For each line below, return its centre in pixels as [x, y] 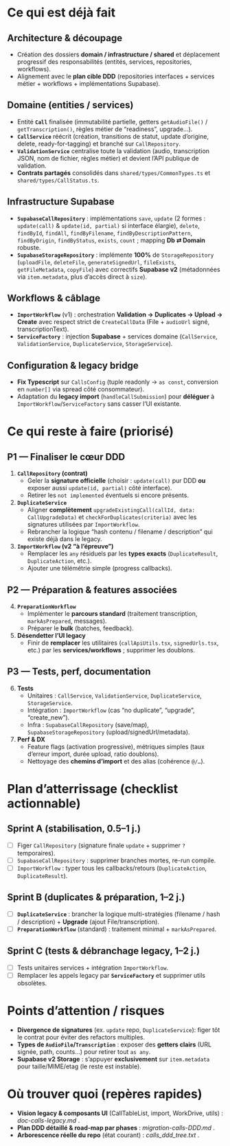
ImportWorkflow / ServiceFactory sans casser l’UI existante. [99, 404]
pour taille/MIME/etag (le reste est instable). [79, 1066]
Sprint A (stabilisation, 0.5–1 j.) [74, 829]
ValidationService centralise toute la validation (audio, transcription [113, 151]
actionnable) [44, 804]
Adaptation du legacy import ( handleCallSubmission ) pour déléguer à [116, 397]
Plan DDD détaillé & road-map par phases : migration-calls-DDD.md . [116, 1127]
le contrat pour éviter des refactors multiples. [81, 1037]
